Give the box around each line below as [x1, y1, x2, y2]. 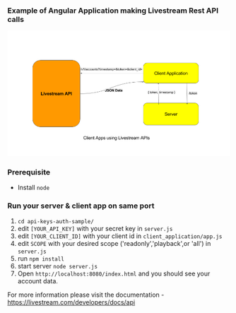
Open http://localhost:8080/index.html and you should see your [17, 269, 211, 278]
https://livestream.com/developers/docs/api [7, 298, 136, 307]
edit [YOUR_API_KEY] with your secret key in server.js [17, 225, 173, 233]
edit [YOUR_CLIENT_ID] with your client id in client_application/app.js [17, 232, 223, 240]
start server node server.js [17, 262, 98, 271]
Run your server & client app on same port [7, 201, 155, 211]
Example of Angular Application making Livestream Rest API [7, 6, 219, 16]
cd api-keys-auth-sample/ [17, 218, 94, 225]
